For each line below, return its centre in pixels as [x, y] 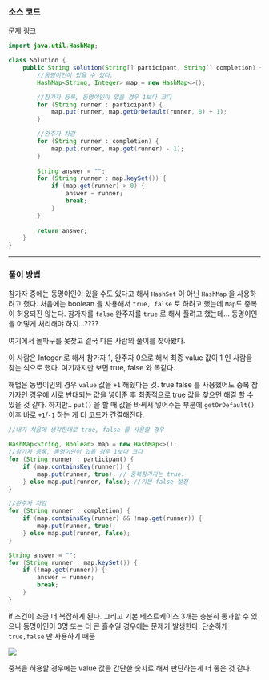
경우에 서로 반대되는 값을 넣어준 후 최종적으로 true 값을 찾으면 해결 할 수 [141, 395]
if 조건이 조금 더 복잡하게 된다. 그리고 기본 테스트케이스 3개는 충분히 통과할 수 [129, 616]
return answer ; [62, 230]
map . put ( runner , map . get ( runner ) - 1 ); [117, 149]
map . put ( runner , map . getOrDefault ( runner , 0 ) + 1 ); [139, 112]
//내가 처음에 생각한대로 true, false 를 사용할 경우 [86, 430]
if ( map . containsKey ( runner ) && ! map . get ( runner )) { [112, 518]
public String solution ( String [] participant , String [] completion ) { [143, 68]
